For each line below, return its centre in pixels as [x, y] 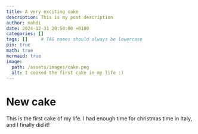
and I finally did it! [28, 125]
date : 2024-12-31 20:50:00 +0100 [48, 28]
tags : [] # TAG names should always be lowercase [75, 39]
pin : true [18, 45]
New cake [31, 102]
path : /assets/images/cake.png [50, 67]
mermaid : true [24, 56]
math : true [20, 51]
